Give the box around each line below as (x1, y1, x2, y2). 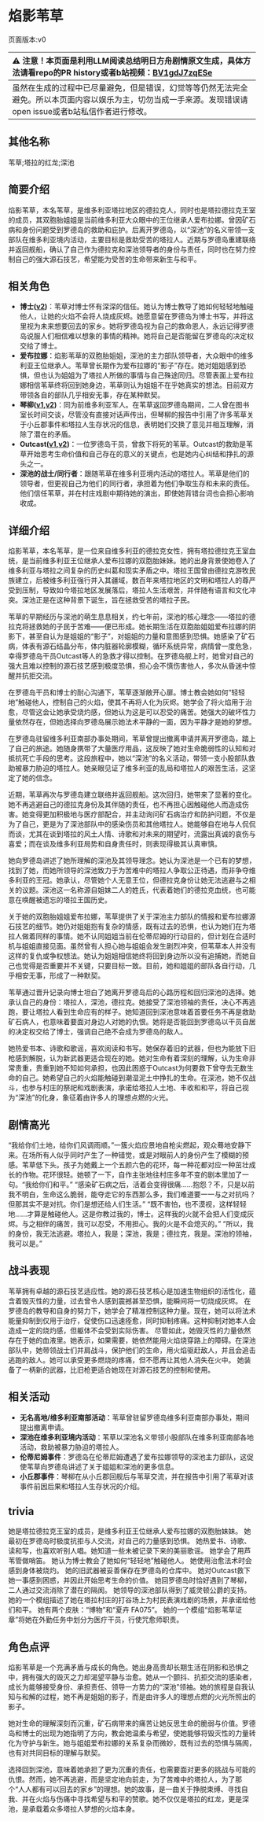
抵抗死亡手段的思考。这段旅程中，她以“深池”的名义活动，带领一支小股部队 (8, 754, 249, 763)
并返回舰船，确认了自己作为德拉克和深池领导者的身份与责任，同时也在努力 (8, 245, 249, 254)
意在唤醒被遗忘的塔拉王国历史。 (8, 895, 112, 905)
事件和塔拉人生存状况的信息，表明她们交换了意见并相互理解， (46, 420, 247, 429)
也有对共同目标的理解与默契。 (8, 1748, 104, 1758)
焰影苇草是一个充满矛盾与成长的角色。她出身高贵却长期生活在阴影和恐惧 (8, 1663, 242, 1672)
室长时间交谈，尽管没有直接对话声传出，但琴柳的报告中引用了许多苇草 (19, 410, 247, 419)
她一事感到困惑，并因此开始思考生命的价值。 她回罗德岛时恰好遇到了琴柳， (8, 1576, 251, 1585)
